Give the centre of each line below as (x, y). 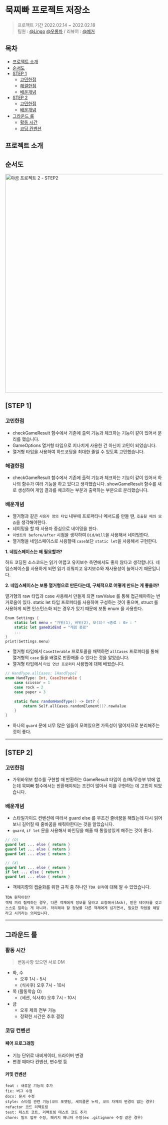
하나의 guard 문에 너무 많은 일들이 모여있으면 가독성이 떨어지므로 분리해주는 (86, 725)
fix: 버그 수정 (19, 1091)
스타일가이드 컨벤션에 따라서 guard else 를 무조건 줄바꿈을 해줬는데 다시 (83, 818)
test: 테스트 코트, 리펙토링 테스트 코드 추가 (46, 1112)
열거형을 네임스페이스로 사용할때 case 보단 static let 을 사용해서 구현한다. (85, 541)
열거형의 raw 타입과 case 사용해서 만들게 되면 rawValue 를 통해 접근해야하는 (80, 596)
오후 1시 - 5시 (33, 978)
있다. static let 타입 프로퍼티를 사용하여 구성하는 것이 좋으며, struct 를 (90, 602)
